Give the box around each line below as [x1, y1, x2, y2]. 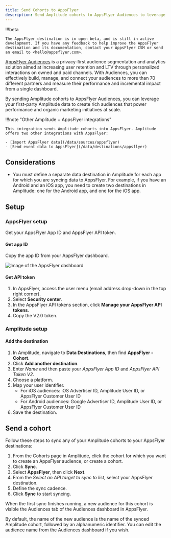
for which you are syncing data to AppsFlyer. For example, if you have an [12, 177, 166, 183]
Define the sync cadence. [12, 485, 67, 492]
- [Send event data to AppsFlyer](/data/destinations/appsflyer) [5, 144, 147, 149]
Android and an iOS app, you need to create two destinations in [12, 182, 146, 189]
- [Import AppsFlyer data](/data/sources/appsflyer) [5, 139, 120, 145]
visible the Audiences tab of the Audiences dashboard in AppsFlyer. [5, 506, 148, 512]
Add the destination [5, 338, 48, 344]
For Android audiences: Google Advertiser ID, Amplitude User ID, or [20, 398, 162, 404]
